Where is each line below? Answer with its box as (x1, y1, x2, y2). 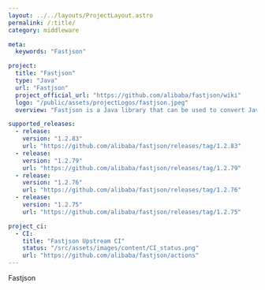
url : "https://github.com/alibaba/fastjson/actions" (22, 251, 200, 260)
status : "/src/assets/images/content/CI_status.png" (22, 244, 200, 252)
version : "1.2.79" (22, 157, 83, 165)
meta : (8, 40, 26, 48)
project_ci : (8, 222, 47, 230)
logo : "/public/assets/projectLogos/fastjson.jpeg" (15, 99, 189, 106)
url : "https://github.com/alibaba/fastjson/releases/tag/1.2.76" (22, 186, 242, 194)
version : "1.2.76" (22, 179, 83, 187)
